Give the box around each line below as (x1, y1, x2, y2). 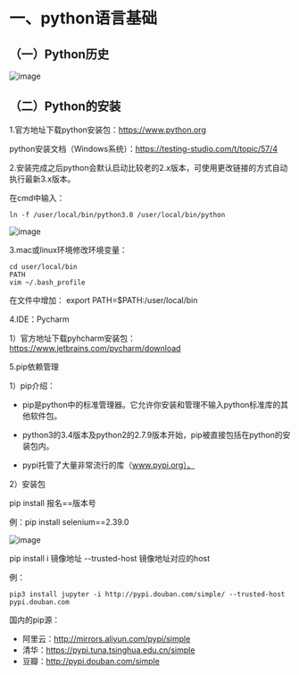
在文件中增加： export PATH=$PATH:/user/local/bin (9, 294, 198, 305)
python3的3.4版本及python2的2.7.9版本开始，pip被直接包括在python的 (21, 429, 283, 440)
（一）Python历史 (9, 46, 110, 62)
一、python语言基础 (9, 8, 158, 29)
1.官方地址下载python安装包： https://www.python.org (9, 124, 207, 135)
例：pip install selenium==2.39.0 (9, 516, 129, 527)
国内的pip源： (9, 614, 61, 625)
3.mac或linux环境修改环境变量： (9, 244, 128, 255)
